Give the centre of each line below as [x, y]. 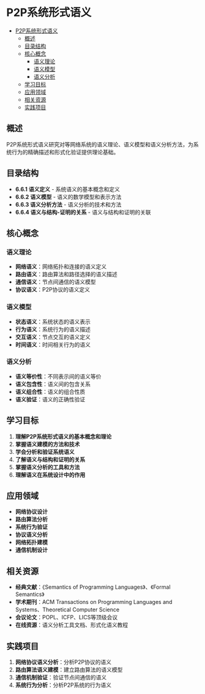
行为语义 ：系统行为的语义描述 [53, 329]
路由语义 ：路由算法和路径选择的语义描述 [66, 274]
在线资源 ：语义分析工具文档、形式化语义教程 [72, 625]
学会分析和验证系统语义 [45, 451]
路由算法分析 [31, 519]
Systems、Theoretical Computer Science [67, 609]
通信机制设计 [31, 550]
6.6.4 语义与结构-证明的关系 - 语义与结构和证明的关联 [83, 212]
